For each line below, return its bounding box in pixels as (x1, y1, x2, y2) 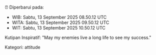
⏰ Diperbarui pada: (4, 4, 44, 10)
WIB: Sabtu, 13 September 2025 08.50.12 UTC (11, 14, 107, 20)
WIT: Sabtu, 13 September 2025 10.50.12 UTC (11, 25, 106, 30)
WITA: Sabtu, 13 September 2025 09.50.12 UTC (11, 19, 109, 25)
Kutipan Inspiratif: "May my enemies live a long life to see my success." (4, 34, 151, 40)
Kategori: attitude (4, 44, 40, 50)
